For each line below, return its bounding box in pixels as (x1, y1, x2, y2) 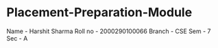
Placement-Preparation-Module (6, 5, 193, 20)
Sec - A (6, 34, 28, 42)
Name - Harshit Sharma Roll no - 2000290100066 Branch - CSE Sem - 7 (6, 27, 211, 35)
